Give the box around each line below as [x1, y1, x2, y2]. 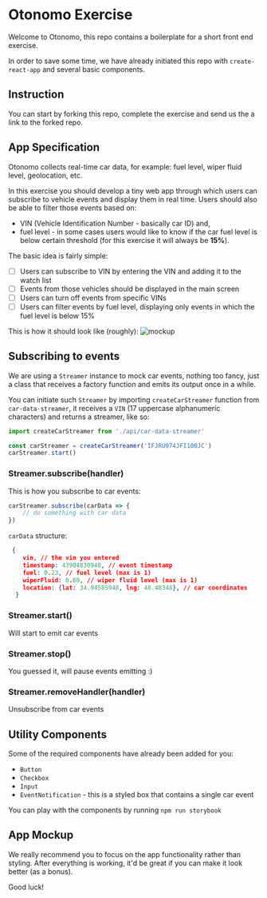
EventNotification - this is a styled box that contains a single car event [19, 790, 254, 799]
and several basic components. [42, 64, 145, 74]
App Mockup [8, 828, 74, 842]
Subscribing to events [8, 349, 120, 363]
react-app [8, 66, 41, 74]
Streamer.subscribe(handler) [8, 468, 124, 479]
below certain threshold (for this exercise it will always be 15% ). [19, 235, 230, 245]
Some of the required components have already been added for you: [8, 749, 234, 758]
